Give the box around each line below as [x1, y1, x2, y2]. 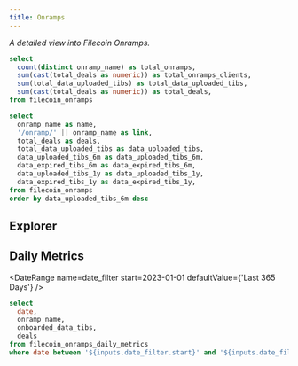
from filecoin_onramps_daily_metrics [9, 340, 149, 349]
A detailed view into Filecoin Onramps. [9, 37, 151, 48]
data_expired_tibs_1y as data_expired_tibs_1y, [17, 177, 197, 186]
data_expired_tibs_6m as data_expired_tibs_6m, [17, 161, 197, 170]
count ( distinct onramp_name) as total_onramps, [17, 63, 197, 72]
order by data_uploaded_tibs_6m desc [9, 194, 149, 203]
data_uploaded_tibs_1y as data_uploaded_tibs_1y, [17, 169, 204, 178]
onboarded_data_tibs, [17, 323, 98, 332]
